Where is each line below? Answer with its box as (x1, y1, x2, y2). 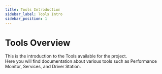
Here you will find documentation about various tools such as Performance (5, 58, 157, 64)
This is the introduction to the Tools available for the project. (5, 53, 127, 59)
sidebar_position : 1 (5, 16, 48, 21)
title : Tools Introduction (5, 7, 61, 12)
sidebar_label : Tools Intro (5, 12, 63, 17)
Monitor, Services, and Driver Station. (5, 64, 81, 70)
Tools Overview (5, 37, 70, 48)
